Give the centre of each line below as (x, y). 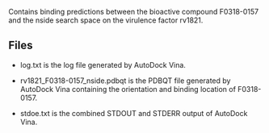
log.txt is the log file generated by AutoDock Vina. (103, 64)
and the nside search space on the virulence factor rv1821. (106, 20)
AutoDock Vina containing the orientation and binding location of (128, 89)
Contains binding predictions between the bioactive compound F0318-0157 (134, 12)
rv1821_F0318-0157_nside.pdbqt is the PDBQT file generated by (125, 81)
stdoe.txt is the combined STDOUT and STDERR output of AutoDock (134, 113)
